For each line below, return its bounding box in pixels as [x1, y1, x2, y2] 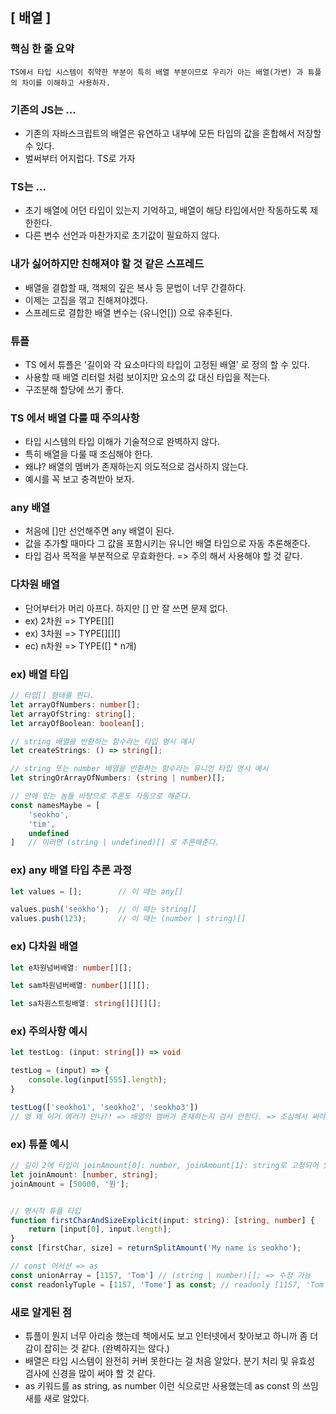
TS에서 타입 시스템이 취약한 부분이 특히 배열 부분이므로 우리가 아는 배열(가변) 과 [10, 67, 304, 77]
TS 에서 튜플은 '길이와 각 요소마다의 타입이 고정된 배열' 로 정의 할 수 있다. [24, 358, 310, 370]
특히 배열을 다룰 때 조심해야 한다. [24, 448, 153, 460]
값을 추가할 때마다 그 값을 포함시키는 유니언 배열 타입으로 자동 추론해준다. [24, 538, 311, 550]
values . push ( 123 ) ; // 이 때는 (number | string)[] [10, 914, 247, 924]
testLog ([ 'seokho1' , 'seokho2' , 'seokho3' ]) [10, 1102, 199, 1112]
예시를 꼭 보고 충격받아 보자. [24, 473, 135, 485]
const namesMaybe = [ [10, 800, 101, 810]
